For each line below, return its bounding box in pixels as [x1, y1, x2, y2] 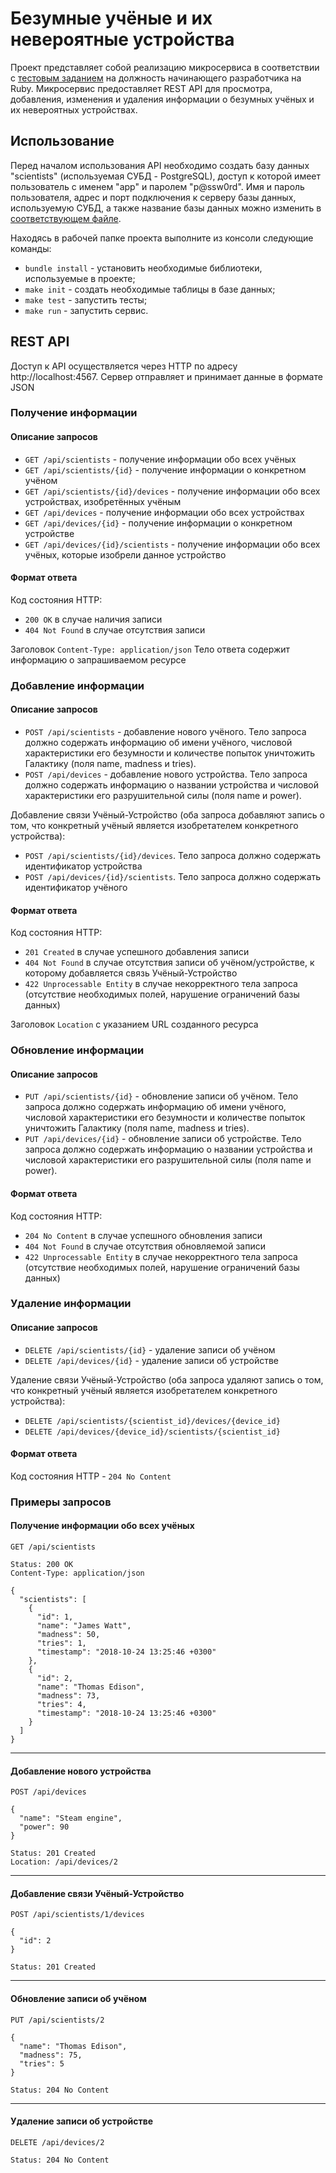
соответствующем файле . [10, 212, 122, 224]
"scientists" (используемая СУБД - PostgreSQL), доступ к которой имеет [10, 170, 322, 182]
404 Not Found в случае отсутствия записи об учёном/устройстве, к [24, 957, 315, 969]
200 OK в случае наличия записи [24, 613, 163, 625]
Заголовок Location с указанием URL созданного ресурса [10, 1018, 259, 1031]
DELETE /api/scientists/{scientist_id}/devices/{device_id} [24, 1416, 281, 1426]
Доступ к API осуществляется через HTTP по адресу [10, 360, 238, 372]
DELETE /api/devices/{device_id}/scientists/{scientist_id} [24, 1427, 281, 1437]
